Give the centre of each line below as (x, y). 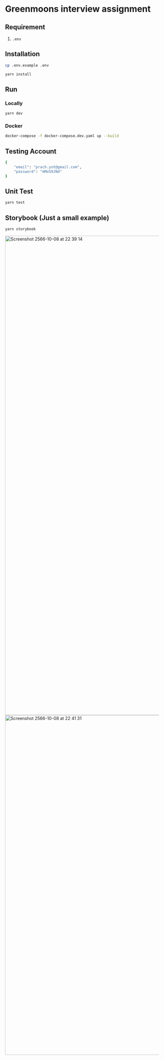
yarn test (15, 203)
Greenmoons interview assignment (78, 9)
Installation (22, 54)
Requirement (25, 27)
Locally (14, 103)
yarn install (18, 74)
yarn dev (14, 113)
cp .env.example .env (27, 65)
